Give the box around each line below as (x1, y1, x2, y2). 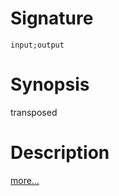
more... (10, 174, 40, 186)
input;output (10, 40, 65, 50)
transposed (10, 106, 58, 118)
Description (10, 142, 110, 164)
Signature (10, 7, 94, 30)
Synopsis (10, 73, 90, 96)
